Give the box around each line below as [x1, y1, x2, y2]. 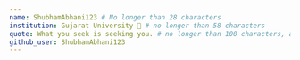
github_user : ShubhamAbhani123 [9, 37, 126, 47]
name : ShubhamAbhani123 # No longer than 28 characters [9, 12, 221, 22]
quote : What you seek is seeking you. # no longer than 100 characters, [9, 29, 286, 38]
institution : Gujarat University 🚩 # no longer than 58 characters [9, 21, 266, 30]
